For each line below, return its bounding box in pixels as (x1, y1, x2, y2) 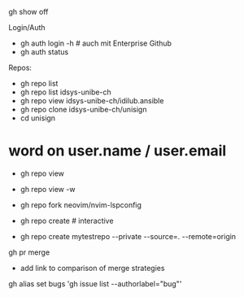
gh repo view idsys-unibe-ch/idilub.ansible (20, 96, 164, 105)
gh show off (8, 7, 49, 16)
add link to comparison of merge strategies (20, 263, 165, 273)
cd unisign (20, 113, 55, 123)
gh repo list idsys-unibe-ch (20, 87, 111, 97)
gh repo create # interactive (20, 216, 114, 225)
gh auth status (20, 47, 69, 56)
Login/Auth (8, 23, 46, 32)
